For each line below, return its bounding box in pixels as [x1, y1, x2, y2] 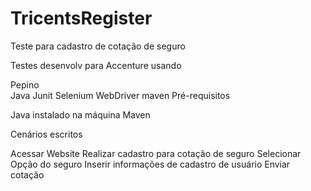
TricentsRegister [10, 7, 153, 30]
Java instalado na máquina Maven [10, 108, 151, 121]
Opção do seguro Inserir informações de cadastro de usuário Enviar [10, 158, 291, 170]
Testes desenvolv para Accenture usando [10, 59, 182, 71]
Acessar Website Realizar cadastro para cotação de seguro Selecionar [10, 147, 302, 159]
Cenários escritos [10, 128, 83, 140]
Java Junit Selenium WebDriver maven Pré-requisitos [10, 89, 231, 101]
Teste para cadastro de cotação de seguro [10, 40, 186, 52]
